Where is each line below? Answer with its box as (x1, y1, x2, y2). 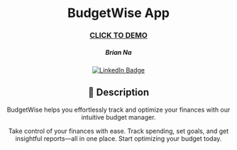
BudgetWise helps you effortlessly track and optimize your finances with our (6, 105, 231, 114)
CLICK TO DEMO (89, 31, 148, 41)
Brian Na (105, 48, 132, 56)
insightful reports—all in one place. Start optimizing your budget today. (15, 134, 222, 143)
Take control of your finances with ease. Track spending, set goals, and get (8, 127, 229, 135)
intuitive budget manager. (81, 112, 156, 122)
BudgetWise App (67, 5, 170, 21)
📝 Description (87, 87, 150, 99)
